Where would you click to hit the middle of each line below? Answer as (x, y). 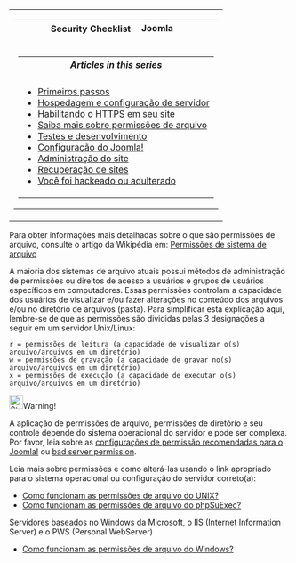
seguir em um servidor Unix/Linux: (72, 328)
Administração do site (83, 158)
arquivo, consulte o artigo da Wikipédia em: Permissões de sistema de (138, 245)
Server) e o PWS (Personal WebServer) (81, 532)
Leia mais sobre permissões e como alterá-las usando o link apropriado (140, 469)
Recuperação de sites (83, 170)
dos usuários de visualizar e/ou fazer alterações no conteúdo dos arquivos (146, 299)
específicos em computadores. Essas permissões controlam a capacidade (145, 290)
